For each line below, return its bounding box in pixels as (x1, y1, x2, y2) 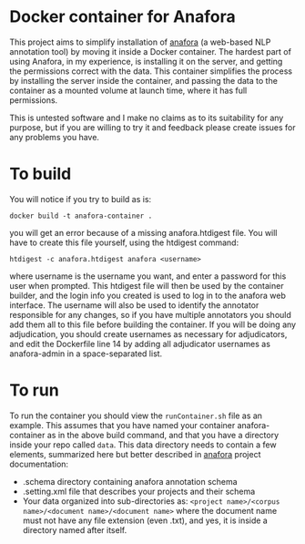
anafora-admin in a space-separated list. (9, 348, 163, 359)
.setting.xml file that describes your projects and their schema (22, 486, 256, 497)
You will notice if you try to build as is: (9, 193, 152, 204)
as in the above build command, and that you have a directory (46, 429, 280, 440)
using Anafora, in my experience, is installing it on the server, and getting (9, 56, 283, 67)
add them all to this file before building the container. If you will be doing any (9, 319, 297, 330)
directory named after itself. (22, 524, 127, 535)
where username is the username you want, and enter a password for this (9, 271, 287, 282)
